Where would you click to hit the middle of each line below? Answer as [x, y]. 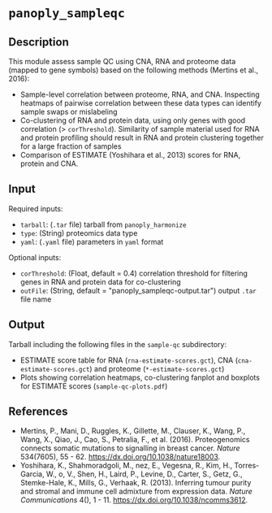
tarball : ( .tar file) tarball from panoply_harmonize [103, 224]
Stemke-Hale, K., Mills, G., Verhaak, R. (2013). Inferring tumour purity [136, 483]
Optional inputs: [35, 257]
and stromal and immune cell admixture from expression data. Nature [136, 491]
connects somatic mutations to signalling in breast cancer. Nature [130, 448]
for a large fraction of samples [71, 146]
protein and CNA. [49, 163]
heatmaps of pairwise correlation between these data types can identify [140, 103]
